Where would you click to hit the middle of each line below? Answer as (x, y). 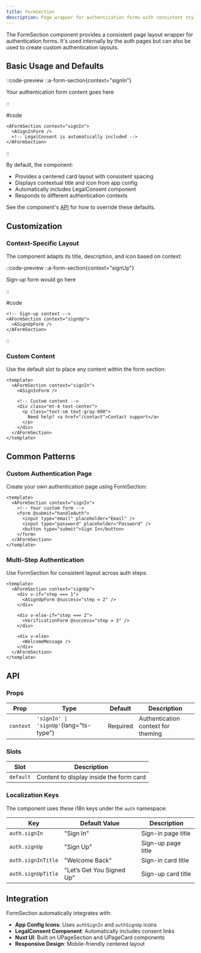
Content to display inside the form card (92, 777)
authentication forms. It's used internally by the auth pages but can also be (99, 41)
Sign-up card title (166, 874)
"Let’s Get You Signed (95, 870)
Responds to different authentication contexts (71, 196)
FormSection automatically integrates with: (59, 913)
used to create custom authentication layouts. (63, 47)
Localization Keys (33, 795)
